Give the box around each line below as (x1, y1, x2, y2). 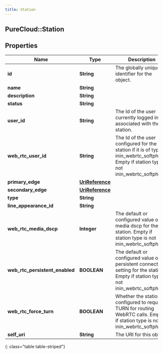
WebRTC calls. (115, 311, 149, 318)
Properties (5, 42, 38, 50)
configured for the (115, 140, 157, 147)
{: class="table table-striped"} (5, 343, 65, 349)
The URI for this (115, 331, 151, 338)
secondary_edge (7, 186, 47, 193)
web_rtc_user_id (7, 152, 47, 159)
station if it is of (115, 146, 150, 153)
